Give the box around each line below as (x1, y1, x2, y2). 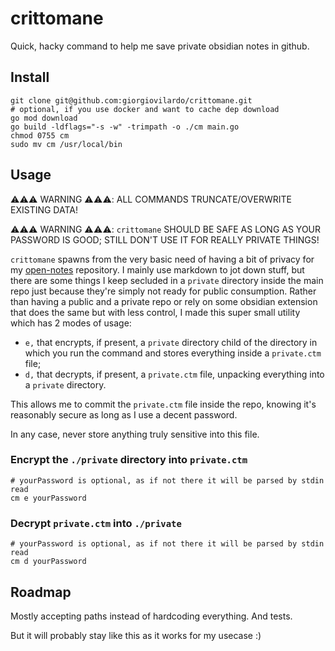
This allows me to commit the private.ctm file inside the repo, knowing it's (10, 398, 317, 410)
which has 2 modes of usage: (10, 317, 132, 329)
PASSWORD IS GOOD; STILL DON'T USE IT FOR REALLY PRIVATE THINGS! (10, 233, 320, 246)
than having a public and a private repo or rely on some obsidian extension (10, 295, 318, 307)
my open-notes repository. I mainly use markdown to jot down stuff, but (10, 263, 305, 276)
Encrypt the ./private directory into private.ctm (10, 453, 248, 467)
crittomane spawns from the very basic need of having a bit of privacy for (10, 253, 315, 265)
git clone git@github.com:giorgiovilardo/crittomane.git (10, 95, 253, 106)
